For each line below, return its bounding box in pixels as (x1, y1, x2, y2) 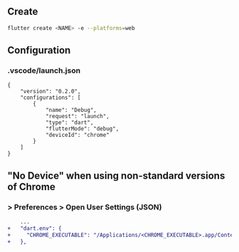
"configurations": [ (20, 94, 81, 102)
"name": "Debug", (45, 107, 97, 114)
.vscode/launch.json (7, 65, 80, 75)
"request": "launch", (45, 113, 110, 120)
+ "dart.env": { (7, 224, 62, 232)
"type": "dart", (45, 119, 94, 127)
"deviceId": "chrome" (45, 132, 110, 139)
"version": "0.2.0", (20, 88, 81, 95)
